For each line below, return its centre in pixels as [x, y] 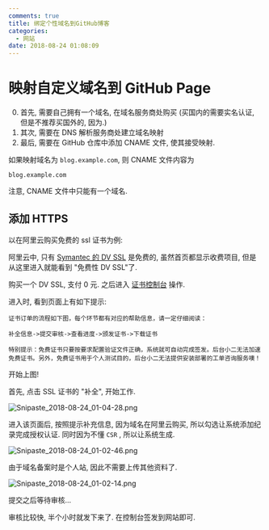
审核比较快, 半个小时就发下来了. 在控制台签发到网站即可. [102, 517]
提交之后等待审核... [40, 500]
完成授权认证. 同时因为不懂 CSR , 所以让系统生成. [95, 434]
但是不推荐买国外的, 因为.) [63, 123]
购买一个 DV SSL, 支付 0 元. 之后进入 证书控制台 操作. [97, 284]
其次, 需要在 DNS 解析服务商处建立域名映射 [92, 132]
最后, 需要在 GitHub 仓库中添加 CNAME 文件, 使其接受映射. [118, 143]
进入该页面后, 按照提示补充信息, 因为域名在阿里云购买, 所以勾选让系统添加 [131, 424]
